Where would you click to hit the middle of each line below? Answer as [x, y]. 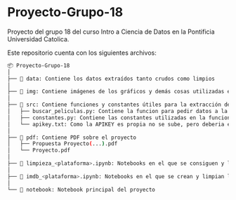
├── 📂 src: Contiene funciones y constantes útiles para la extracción [114, 105]
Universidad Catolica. [38, 39]
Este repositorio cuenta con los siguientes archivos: [82, 53]
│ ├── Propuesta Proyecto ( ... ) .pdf [63, 144]
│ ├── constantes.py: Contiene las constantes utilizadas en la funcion [119, 118]
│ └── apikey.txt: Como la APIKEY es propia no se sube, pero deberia [116, 124]
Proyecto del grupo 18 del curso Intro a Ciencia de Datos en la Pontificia [111, 32]
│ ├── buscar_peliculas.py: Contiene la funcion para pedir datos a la [118, 112]
